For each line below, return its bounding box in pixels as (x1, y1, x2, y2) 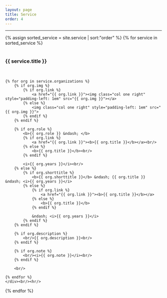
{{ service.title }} (5, 58, 47, 65)
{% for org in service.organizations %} (5, 79, 90, 84)
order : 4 (5, 16, 23, 21)
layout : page (5, 7, 32, 12)
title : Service (5, 12, 37, 17)
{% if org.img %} (14, 83, 50, 88)
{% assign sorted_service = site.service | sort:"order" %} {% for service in (5, 35, 158, 41)
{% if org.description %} (14, 231, 68, 236)
